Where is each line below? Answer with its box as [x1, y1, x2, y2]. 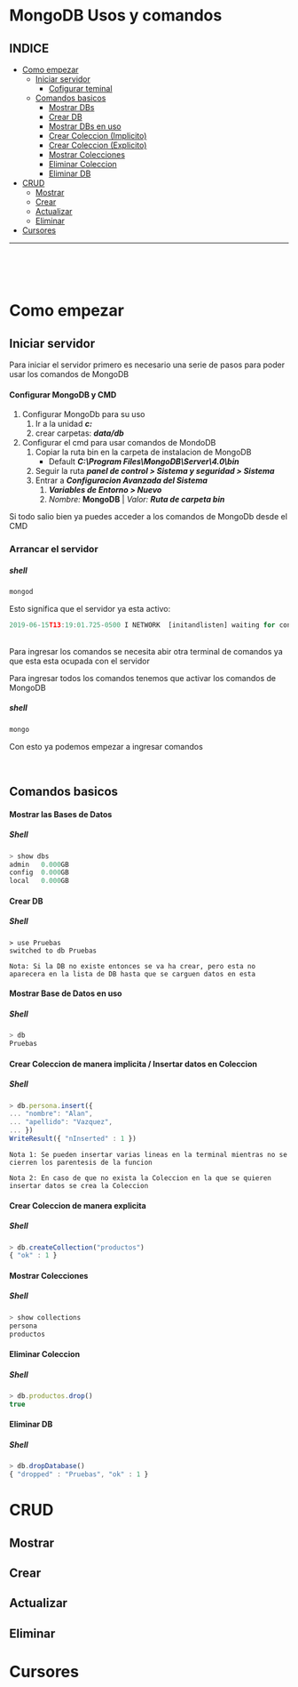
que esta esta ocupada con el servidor [9, 655, 151, 666]
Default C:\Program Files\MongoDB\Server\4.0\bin [48, 456, 239, 467]
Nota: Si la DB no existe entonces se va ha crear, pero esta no [9, 961, 255, 970]
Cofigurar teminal [48, 84, 113, 93]
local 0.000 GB [9, 877, 69, 886]
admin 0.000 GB [9, 860, 69, 869]
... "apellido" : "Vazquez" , [9, 1118, 114, 1127]
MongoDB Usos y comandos [9, 5, 223, 26]
